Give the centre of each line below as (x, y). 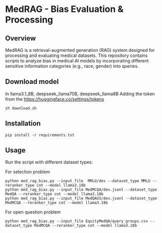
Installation (23, 123)
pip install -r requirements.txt (40, 135)
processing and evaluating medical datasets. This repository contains (77, 55)
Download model (32, 82)
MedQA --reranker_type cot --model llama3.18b (54, 194)
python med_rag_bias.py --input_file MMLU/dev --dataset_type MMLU (78, 181)
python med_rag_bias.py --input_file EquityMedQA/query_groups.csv (77, 221)
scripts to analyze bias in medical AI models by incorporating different (77, 61)
